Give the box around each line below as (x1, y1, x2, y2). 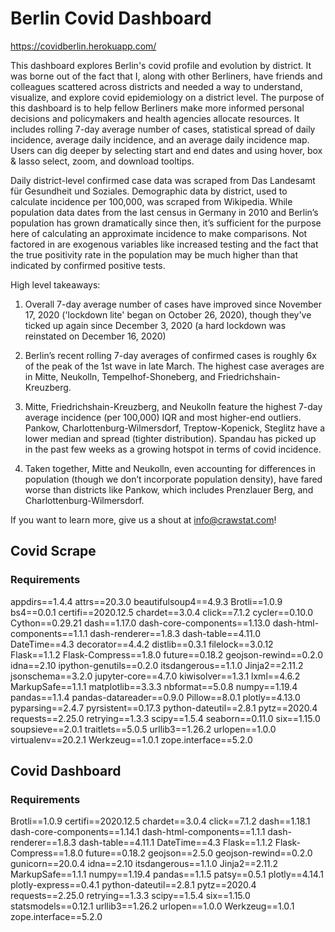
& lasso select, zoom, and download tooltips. (10, 155, 195, 167)
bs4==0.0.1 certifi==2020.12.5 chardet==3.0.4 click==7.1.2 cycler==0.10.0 (10, 606, 314, 618)
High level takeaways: (10, 278, 101, 291)
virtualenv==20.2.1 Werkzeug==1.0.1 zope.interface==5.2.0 (10, 733, 253, 746)
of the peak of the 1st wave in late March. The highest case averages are (24, 360, 325, 372)
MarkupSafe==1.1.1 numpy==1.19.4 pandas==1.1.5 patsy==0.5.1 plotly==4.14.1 (10, 868, 324, 881)
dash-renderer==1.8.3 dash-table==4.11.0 (89, 627, 262, 639)
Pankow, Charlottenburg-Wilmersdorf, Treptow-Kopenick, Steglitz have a (24, 422, 326, 434)
